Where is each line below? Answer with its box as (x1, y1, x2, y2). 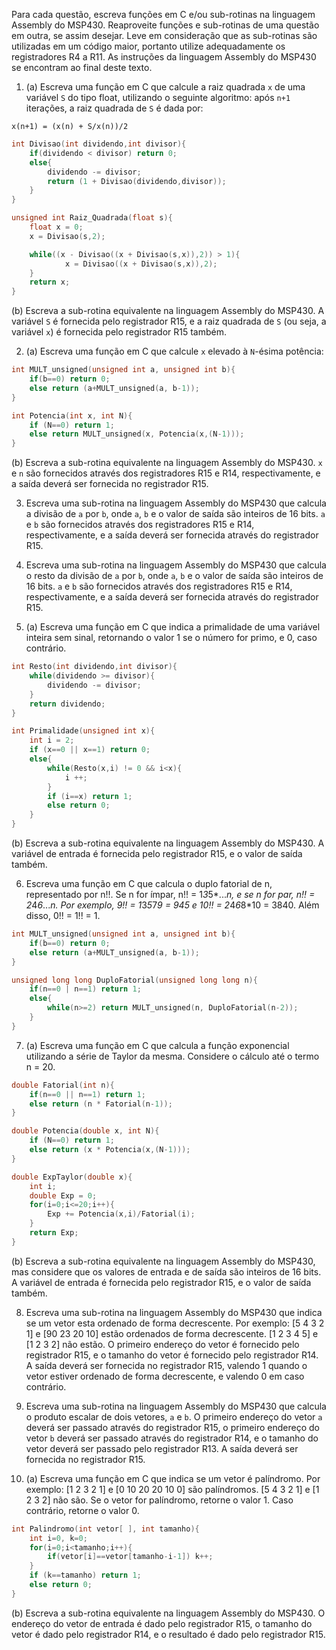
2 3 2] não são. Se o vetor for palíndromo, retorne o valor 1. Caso (25, 1494, 294, 1506)
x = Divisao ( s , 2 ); (29, 231, 106, 241)
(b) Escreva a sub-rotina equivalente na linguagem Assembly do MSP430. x (11, 457, 323, 469)
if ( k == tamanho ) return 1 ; (29, 1570, 142, 1581)
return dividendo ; (29, 699, 106, 709)
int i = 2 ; (29, 735, 75, 746)
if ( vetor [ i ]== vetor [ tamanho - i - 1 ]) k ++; (47, 1552, 214, 1562)
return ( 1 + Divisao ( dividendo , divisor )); (47, 176, 227, 186)
